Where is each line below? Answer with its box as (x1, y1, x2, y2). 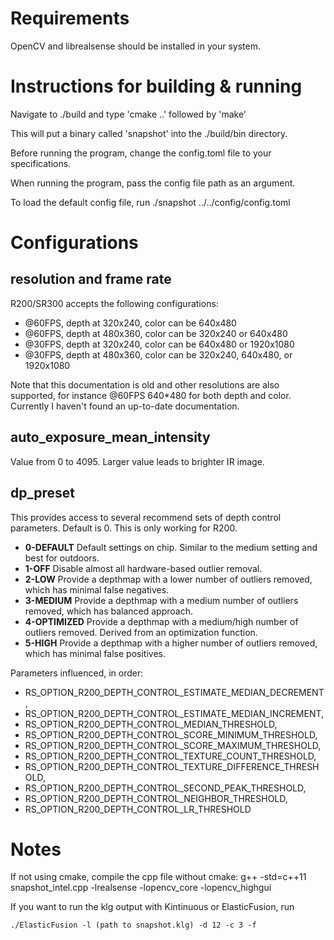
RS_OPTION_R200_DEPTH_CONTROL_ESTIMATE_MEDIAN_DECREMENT (24, 686, 325, 698)
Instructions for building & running (10, 75, 303, 98)
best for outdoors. (24, 552, 100, 564)
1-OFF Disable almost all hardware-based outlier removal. (24, 562, 263, 574)
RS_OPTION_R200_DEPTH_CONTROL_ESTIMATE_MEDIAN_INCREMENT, (24, 707, 325, 719)
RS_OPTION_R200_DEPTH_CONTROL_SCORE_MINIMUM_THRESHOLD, (24, 728, 318, 741)
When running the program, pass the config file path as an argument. (10, 177, 296, 189)
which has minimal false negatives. (24, 583, 170, 596)
